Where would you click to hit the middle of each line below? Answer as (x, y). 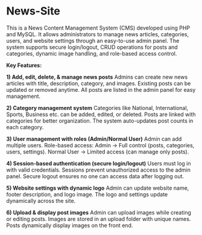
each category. (25, 127)
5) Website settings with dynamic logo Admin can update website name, (98, 188)
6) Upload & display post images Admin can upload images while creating (99, 212)
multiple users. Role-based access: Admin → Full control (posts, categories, (100, 145)
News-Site (33, 11)
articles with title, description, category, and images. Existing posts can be (99, 83)
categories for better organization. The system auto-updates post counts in (100, 121)
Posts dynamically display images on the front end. (70, 225)
